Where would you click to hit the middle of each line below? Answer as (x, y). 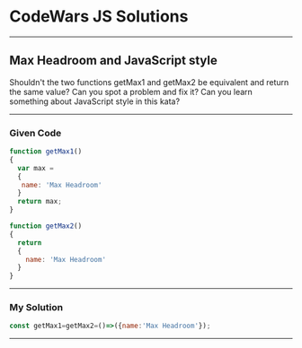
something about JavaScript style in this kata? (95, 101)
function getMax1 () (46, 152)
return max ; (40, 202)
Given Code (36, 133)
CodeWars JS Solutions (99, 17)
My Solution (36, 308)
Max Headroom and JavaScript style (113, 61)
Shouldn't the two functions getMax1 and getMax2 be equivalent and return (149, 82)
